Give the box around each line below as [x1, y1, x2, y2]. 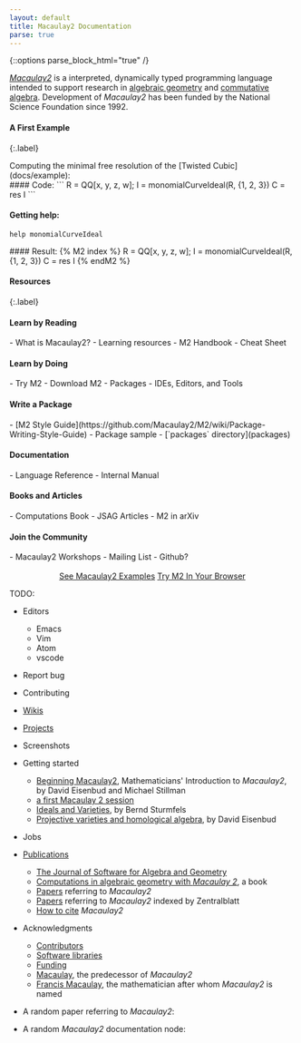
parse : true [9, 30, 54, 39]
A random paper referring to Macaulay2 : [22, 1006, 175, 1017]
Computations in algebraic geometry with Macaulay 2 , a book [35, 876, 267, 887]
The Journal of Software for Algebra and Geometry [35, 867, 228, 878]
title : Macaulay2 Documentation [9, 22, 131, 31]
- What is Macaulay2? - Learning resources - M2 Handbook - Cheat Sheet [9, 337, 287, 348]
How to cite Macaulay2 [35, 905, 124, 916]
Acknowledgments [22, 922, 93, 934]
